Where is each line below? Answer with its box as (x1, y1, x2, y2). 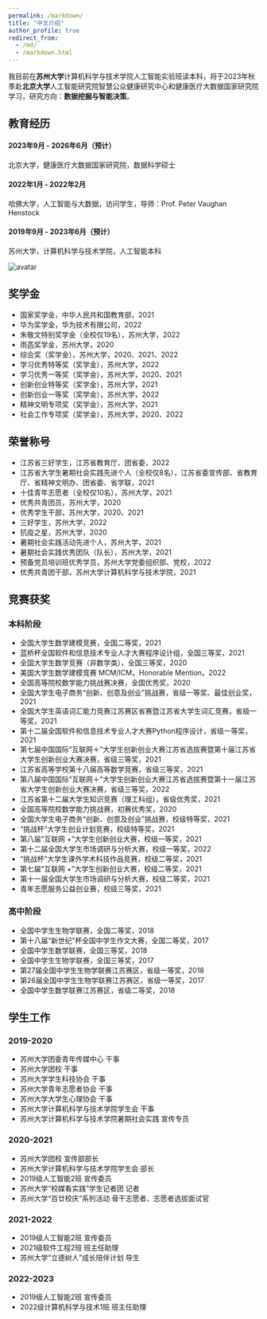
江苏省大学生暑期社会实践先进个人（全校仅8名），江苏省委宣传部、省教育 (19, 468, 258, 477)
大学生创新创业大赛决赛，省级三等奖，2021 (19, 754, 161, 765)
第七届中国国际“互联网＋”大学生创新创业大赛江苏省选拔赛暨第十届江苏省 (19, 745, 257, 754)
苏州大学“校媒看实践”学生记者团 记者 (19, 1184, 141, 1193)
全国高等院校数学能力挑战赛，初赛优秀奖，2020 (19, 804, 177, 814)
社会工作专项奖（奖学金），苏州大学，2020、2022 (19, 409, 184, 419)
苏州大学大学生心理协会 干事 (19, 1094, 113, 1104)
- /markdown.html (15, 49, 73, 57)
